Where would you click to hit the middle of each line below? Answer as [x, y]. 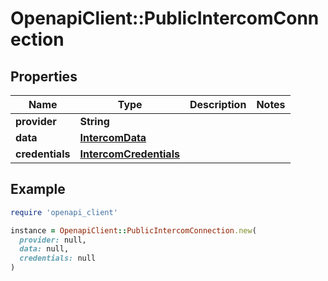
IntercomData [113, 137]
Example [38, 189]
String [94, 121]
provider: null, [53, 240]
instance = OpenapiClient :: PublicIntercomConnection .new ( [133, 230]
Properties [44, 76]
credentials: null [58, 258]
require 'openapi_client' [64, 212]
